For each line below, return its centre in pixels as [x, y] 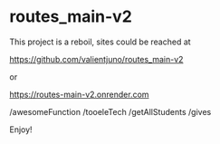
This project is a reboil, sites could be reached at [100, 42]
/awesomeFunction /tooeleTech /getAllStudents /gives [110, 111]
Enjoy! [21, 130]
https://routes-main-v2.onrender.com [79, 94]
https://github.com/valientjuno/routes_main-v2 [96, 59]
